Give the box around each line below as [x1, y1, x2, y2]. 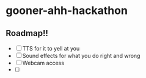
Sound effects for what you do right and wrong [22, 52, 141, 59]
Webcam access [22, 59, 65, 66]
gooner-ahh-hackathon [5, 4, 128, 18]
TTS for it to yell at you [22, 45, 80, 52]
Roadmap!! [5, 28, 48, 38]
